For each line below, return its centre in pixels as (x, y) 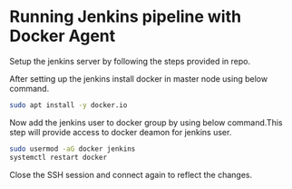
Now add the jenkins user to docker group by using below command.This (146, 122)
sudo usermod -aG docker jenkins (73, 149)
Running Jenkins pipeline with (126, 17)
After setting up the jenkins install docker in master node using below (139, 78)
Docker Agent (63, 36)
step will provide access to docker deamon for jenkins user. (121, 132)
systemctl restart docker (58, 157)
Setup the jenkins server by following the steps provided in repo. (130, 61)
